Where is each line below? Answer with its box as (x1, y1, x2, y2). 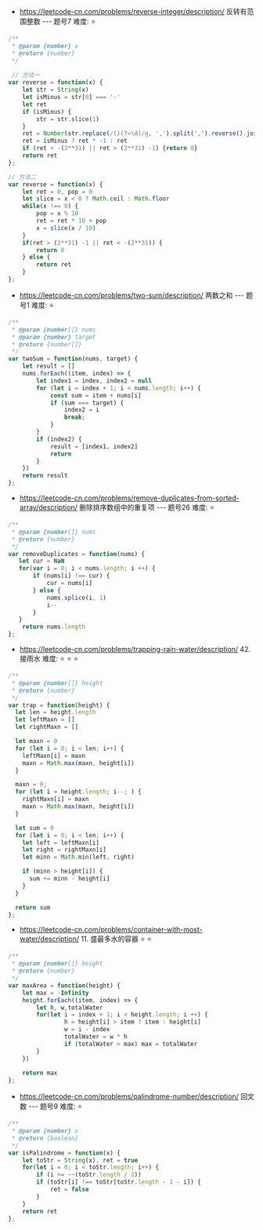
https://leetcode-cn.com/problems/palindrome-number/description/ (19, 1092, 239, 1101)
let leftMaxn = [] (15, 716, 76, 724)
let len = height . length (15, 708, 96, 716)
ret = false (49, 1185, 89, 1193)
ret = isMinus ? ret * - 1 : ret (22, 137, 128, 145)
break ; (63, 413, 86, 422)
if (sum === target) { (49, 399, 124, 407)
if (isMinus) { (22, 108, 72, 115)
